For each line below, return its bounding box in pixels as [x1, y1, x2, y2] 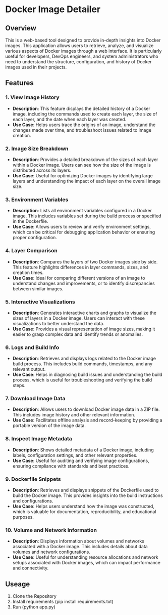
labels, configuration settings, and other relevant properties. [12, 452, 138, 458]
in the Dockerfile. [12, 218, 49, 224]
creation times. [12, 270, 44, 276]
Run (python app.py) [12, 604, 55, 610]
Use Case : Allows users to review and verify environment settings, [12, 224, 151, 230]
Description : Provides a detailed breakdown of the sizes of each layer [12, 156, 158, 163]
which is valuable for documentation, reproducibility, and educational [12, 509, 156, 515]
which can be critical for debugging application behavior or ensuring [12, 229, 155, 235]
